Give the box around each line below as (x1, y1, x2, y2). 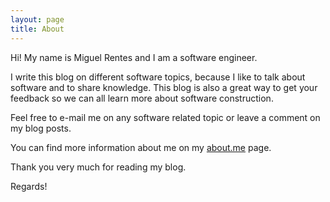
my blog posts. (10, 122, 72, 134)
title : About (10, 24, 65, 34)
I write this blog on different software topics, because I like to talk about (10, 71, 306, 83)
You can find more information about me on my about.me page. (10, 141, 272, 153)
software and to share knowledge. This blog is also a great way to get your (10, 81, 318, 93)
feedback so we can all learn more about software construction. (10, 92, 274, 104)
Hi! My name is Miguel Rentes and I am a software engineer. (10, 51, 258, 63)
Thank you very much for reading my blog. (10, 161, 187, 173)
